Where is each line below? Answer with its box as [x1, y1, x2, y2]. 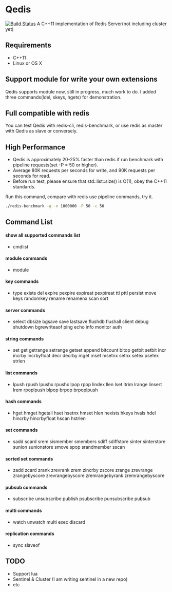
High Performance [5, 143, 66, 151]
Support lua [12, 570, 38, 577]
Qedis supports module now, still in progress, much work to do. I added [5, 88, 157, 94]
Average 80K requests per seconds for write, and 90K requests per [12, 167, 156, 174]
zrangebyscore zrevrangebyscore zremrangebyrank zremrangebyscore [12, 472, 165, 479]
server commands [5, 307, 45, 313]
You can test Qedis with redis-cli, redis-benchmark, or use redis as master [5, 122, 163, 129]
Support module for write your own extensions [5, 75, 158, 84]
